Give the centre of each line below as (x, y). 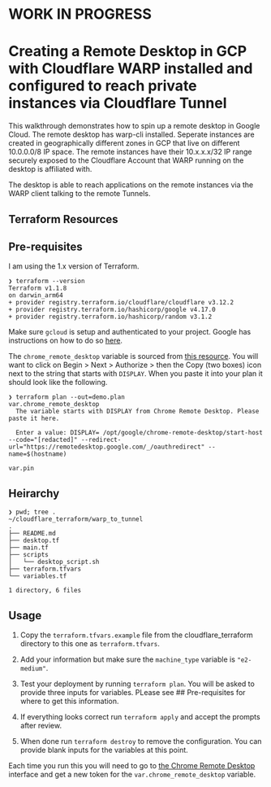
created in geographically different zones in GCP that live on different (124, 143)
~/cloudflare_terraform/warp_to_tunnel (76, 519)
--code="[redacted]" (43, 440)
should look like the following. (58, 383)
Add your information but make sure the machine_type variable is (127, 659)
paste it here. (34, 419)
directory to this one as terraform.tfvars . (90, 643)
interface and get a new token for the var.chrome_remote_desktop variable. (132, 774)
